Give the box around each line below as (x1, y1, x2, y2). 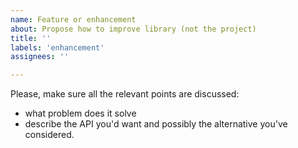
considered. (24, 129, 75, 141)
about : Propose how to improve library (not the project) (10, 24, 257, 34)
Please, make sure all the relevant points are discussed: (10, 88, 240, 100)
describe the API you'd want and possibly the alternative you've (24, 118, 288, 130)
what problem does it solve (24, 107, 137, 120)
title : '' (10, 33, 52, 43)
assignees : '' (10, 52, 70, 62)
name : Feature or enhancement (10, 14, 137, 25)
